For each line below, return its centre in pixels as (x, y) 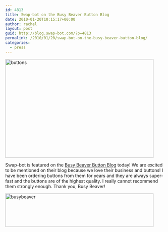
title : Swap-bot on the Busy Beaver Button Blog (57, 15)
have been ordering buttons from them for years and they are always (77, 176)
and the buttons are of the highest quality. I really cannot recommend (86, 181)
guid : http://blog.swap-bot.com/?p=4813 (48, 33)
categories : (18, 43)
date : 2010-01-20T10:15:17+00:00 (40, 19)
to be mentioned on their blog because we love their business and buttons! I (84, 170)
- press (18, 47)
